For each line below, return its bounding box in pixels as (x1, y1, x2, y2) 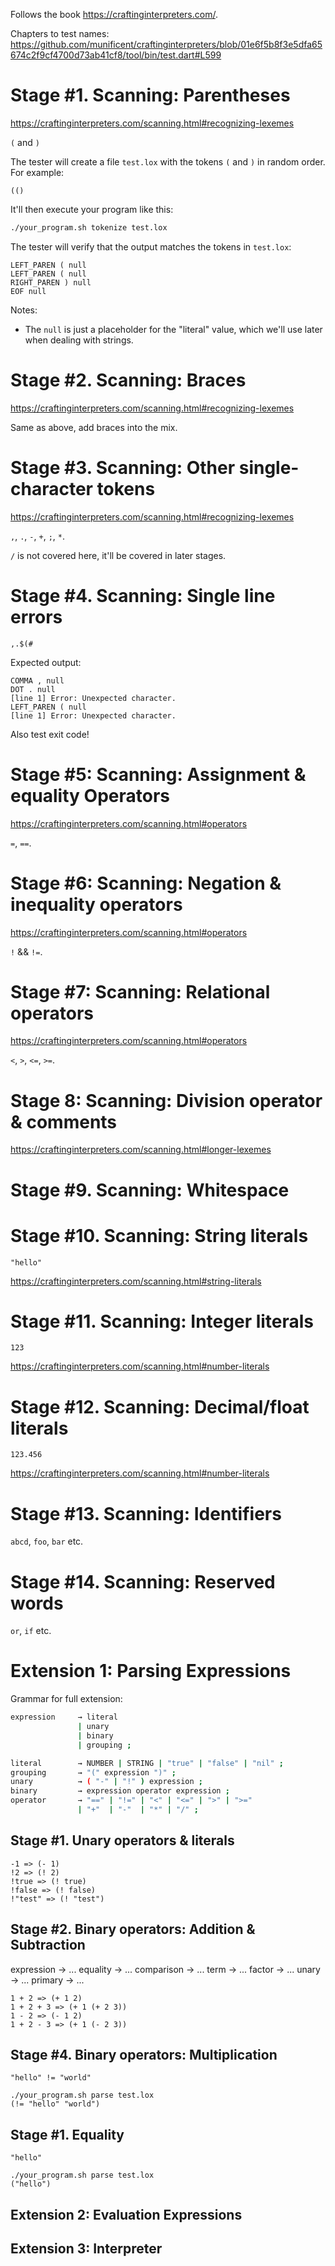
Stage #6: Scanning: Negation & (10, 872, 282, 894)
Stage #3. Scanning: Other (10, 456, 236, 479)
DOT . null (10, 684, 56, 694)
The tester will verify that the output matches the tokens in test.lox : (10, 240, 292, 253)
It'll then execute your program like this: (10, 203, 174, 215)
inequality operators (10, 893, 183, 916)
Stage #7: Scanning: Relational (10, 980, 271, 1003)
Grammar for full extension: (10, 1693, 123, 1705)
